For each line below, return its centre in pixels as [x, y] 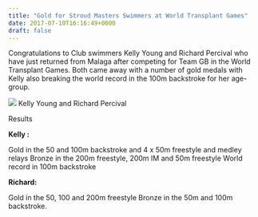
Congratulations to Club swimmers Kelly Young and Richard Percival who [129, 53]
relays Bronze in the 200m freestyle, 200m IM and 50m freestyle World [126, 158]
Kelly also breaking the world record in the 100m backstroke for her [119, 79]
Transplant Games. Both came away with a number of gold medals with [126, 70]
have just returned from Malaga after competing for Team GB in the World [129, 61]
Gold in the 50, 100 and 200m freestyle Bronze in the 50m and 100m [121, 198]
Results [21, 119]
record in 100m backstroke [52, 167]
